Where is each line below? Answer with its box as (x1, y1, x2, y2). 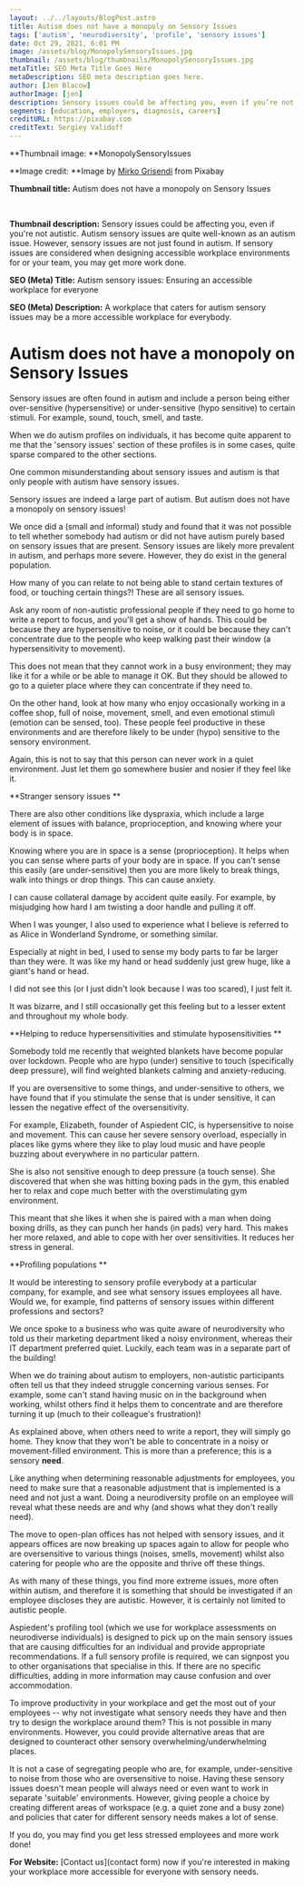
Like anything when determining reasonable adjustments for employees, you (9, 1473, 296, 1484)
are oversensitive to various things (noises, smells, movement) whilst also (9, 1548, 285, 1559)
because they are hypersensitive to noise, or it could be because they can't (9, 623, 291, 634)
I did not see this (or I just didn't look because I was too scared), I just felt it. (9, 983, 293, 994)
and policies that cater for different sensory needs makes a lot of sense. (9, 1812, 279, 1822)
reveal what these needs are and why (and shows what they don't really (9, 1501, 279, 1513)
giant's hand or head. (9, 965, 89, 977)
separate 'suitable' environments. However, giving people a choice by (9, 1792, 270, 1803)
